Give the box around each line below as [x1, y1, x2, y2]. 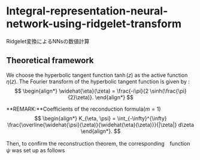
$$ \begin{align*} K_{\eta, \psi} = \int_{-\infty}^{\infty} [34, 114, 167, 122]
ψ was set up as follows [6, 146, 65, 154]
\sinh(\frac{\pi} [149, 87, 187, 94]
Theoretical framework [6, 55, 94, 66]
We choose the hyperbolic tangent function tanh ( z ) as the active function [6, 71, 188, 79]
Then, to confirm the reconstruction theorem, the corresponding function [6, 140, 190, 147]
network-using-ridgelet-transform [6, 17, 181, 31]
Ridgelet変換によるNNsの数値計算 [6, 37, 90, 45]
